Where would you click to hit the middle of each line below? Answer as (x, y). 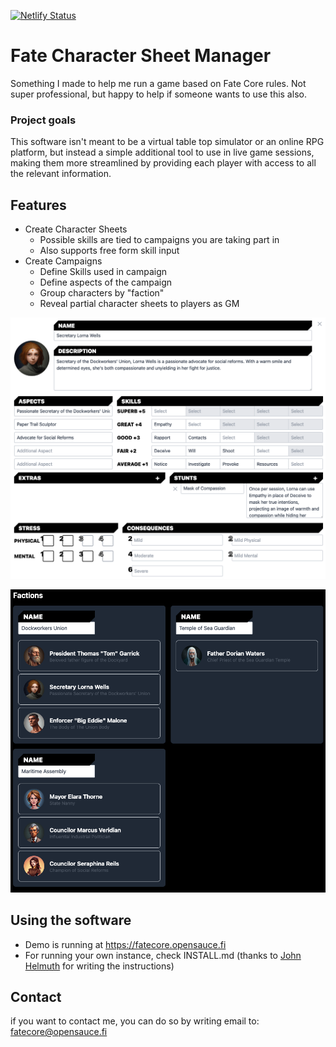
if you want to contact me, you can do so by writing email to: (135, 1021)
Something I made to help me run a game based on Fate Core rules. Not (158, 83)
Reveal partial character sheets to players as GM (139, 304)
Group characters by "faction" (102, 293)
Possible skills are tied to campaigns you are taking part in (159, 240)
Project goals (43, 120)
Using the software (71, 920)
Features (38, 205)
